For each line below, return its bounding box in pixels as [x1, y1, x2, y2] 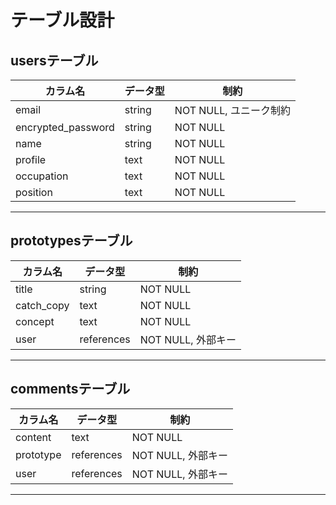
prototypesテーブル [10, 232, 133, 250]
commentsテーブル [10, 381, 131, 398]
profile [15, 153, 47, 166]
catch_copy [15, 298, 70, 312]
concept [15, 314, 55, 328]
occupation [15, 169, 69, 183]
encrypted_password [15, 121, 115, 134]
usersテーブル [10, 52, 99, 69]
